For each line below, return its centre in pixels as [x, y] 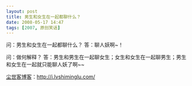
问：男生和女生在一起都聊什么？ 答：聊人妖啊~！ [65, 45]
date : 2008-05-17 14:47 [35, 22]
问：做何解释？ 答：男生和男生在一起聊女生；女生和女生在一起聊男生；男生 [96, 57]
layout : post [22, 11]
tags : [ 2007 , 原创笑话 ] [33, 28]
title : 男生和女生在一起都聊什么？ [43, 17]
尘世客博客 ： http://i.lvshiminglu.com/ [50, 77]
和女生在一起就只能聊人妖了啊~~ [45, 64]
